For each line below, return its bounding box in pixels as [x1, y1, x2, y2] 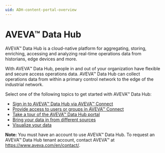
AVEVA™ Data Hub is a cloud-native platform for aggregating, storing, [5, 45, 147, 51]
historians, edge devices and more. [5, 56, 78, 62]
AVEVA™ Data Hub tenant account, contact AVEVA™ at [5, 137, 115, 143]
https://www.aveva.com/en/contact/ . [5, 142, 81, 148]
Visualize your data [12, 122, 52, 128]
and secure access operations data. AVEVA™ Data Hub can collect [5, 71, 140, 77]
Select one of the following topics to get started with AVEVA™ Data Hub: [5, 91, 152, 97]
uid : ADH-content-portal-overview [5, 7, 77, 12]
